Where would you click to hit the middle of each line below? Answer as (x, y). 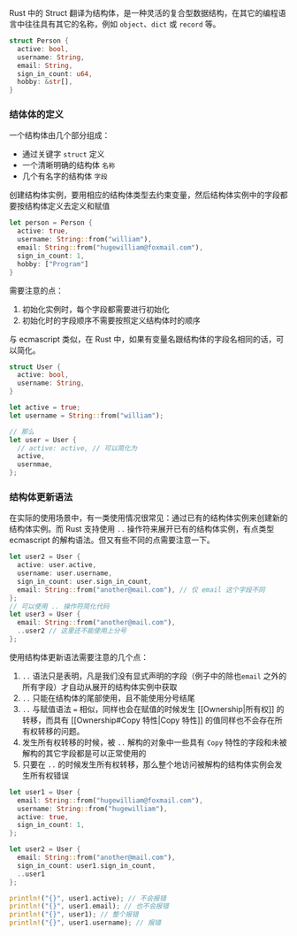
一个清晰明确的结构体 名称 (69, 165)
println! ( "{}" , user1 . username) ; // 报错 (85, 923)
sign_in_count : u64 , (55, 73)
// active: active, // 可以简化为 (77, 448)
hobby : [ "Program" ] (53, 264)
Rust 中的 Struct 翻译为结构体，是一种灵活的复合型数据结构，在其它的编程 (144, 13)
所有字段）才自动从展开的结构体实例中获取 (99, 687)
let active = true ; (45, 408)
